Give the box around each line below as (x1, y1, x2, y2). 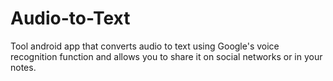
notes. (10, 61, 37, 73)
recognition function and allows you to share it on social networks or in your (10, 50, 323, 62)
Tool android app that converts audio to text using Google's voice (10, 40, 280, 52)
